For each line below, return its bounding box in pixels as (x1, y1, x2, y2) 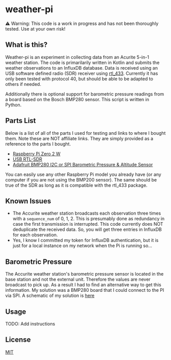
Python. (5, 102, 22, 108)
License (5, 336, 31, 344)
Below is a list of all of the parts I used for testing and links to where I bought (5, 130, 166, 136)
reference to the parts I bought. (5, 141, 71, 147)
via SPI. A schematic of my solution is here (5, 292, 95, 298)
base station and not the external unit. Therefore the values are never (5, 276, 151, 283)
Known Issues (5, 197, 51, 205)
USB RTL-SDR (12, 156, 42, 162)
